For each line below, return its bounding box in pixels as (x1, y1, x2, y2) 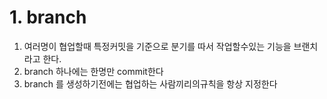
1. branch (9, 6, 87, 29)
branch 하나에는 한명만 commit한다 (23, 65, 164, 77)
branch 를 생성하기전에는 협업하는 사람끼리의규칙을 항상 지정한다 (23, 77, 278, 90)
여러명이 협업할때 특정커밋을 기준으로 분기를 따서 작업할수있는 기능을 (23, 40, 292, 52)
